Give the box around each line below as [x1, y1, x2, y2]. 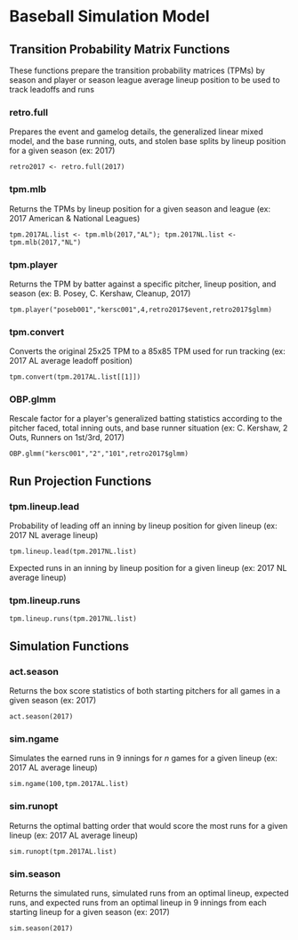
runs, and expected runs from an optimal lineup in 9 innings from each [9, 897, 267, 908]
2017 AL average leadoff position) [9, 356, 133, 366]
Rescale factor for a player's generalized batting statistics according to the [9, 414, 283, 424]
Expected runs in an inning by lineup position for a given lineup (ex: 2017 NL [9, 563, 287, 574]
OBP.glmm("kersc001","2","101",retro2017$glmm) [9, 449, 189, 459]
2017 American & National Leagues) [9, 213, 141, 223]
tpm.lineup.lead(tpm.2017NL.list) [9, 547, 138, 557]
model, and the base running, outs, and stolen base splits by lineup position [9, 136, 286, 147]
